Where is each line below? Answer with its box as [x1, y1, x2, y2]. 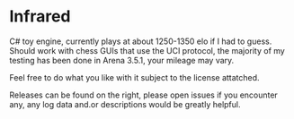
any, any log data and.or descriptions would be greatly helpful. [9, 98, 241, 109]
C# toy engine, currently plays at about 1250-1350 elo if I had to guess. [9, 36, 272, 47]
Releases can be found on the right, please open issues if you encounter [9, 89, 279, 100]
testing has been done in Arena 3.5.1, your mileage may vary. [9, 55, 235, 65]
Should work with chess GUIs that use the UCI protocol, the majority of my [9, 45, 285, 55]
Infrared [9, 6, 71, 27]
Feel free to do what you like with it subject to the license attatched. [9, 72, 260, 82]
